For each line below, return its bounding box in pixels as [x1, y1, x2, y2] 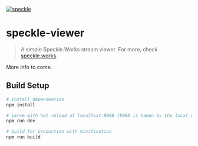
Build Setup [6, 80, 49, 91]
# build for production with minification [6, 129, 112, 135]
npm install [6, 102, 35, 108]
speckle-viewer [6, 27, 85, 40]
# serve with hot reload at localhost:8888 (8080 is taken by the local [6, 112, 189, 118]
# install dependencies [6, 96, 65, 102]
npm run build [6, 134, 41, 140]
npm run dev [6, 118, 35, 124]
